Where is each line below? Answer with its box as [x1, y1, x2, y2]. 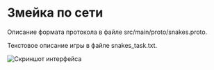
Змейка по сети [7, 5, 104, 21]
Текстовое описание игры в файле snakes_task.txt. [7, 41, 158, 49]
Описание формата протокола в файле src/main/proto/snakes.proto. [7, 28, 208, 36]
